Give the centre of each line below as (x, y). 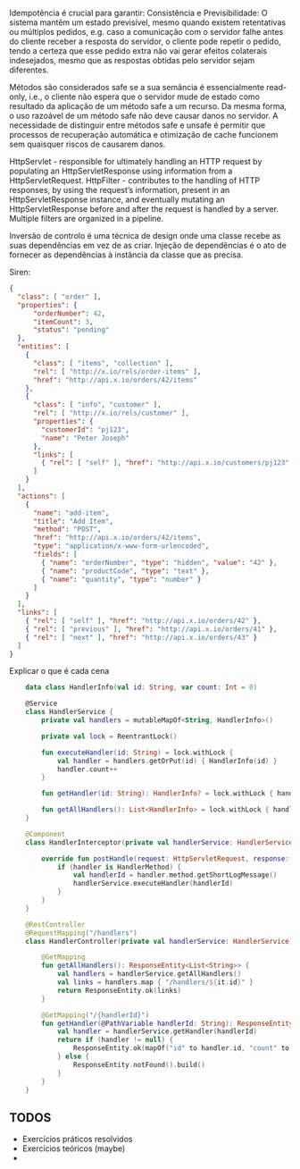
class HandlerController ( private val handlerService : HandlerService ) (159, 941)
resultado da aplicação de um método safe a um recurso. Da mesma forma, (148, 106)
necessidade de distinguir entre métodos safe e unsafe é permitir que (137, 125)
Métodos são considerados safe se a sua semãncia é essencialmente (137, 87)
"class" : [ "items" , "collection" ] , (103, 363)
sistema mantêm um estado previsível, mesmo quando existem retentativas (148, 22)
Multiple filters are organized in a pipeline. (87, 219)
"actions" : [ (42, 496)
